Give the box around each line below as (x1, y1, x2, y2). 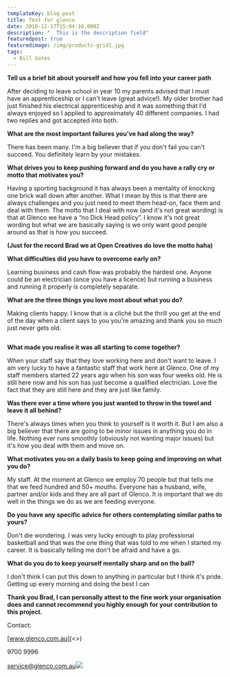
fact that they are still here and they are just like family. (7, 386, 162, 394)
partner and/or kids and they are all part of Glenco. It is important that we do (7, 489, 223, 498)
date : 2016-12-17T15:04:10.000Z (7, 23, 100, 30)
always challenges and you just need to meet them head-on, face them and (7, 199, 221, 207)
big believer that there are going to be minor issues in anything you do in (7, 427, 212, 435)
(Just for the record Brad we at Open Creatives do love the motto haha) (7, 241, 214, 249)
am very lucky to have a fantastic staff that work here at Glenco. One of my (7, 364, 220, 372)
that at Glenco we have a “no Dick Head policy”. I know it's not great (7, 213, 200, 221)
